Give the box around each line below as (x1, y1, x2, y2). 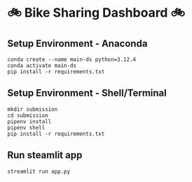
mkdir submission (7, 106, 58, 113)
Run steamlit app (7, 149, 83, 161)
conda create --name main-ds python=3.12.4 (7, 56, 137, 63)
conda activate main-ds (7, 62, 77, 69)
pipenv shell (7, 124, 46, 131)
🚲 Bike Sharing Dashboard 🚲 (7, 5, 186, 21)
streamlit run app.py (7, 168, 71, 175)
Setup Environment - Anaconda (7, 37, 148, 49)
